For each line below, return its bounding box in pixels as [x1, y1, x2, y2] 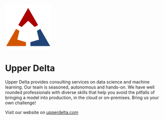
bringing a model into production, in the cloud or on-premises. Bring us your [5, 94, 159, 100]
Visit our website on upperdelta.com [5, 109, 79, 115]
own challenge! [5, 100, 36, 106]
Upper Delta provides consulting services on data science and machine [5, 79, 150, 85]
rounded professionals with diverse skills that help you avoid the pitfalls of [5, 89, 155, 95]
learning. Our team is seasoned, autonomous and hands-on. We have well [5, 84, 155, 90]
